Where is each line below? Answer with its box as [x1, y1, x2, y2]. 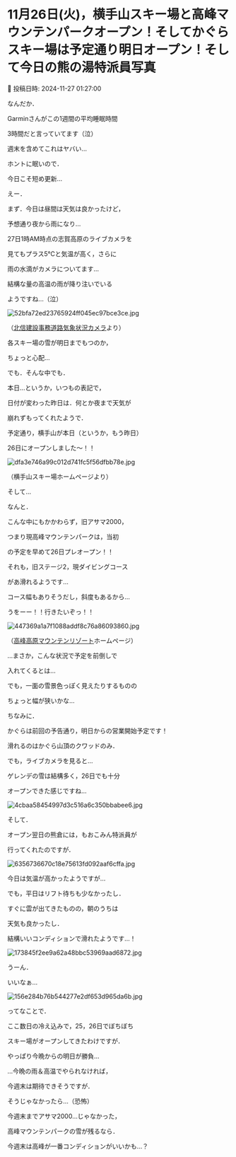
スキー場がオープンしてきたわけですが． [7, 1037, 124, 1045]
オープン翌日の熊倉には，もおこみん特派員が [7, 830, 138, 839]
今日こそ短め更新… [7, 174, 63, 182]
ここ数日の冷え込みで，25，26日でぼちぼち [7, 1021, 134, 1030]
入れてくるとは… [7, 666, 56, 675]
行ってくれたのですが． [7, 845, 76, 854]
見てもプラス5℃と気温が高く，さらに [7, 249, 117, 258]
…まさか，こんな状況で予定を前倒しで [7, 651, 118, 660]
